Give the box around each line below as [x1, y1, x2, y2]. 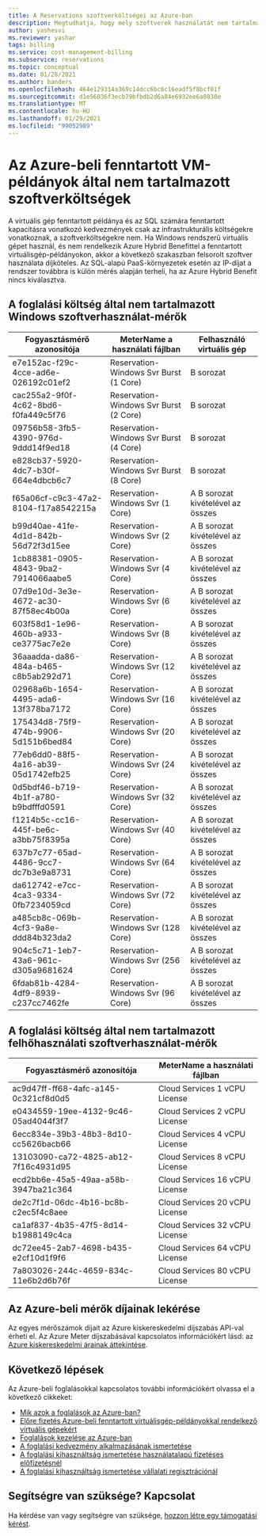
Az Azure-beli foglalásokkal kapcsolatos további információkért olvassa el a [8, 1383, 255, 1393]
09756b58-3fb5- [12, 422, 82, 433]
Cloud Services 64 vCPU [158, 1242, 251, 1253]
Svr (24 [146, 758, 176, 770]
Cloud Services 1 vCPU [158, 1083, 246, 1094]
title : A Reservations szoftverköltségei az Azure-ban [8, 11, 193, 20]
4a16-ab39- [12, 758, 63, 770]
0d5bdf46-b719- [12, 781, 82, 793]
